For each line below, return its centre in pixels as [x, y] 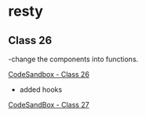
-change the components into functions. [73, 59]
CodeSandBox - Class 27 [49, 105]
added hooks [41, 90]
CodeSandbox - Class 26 [49, 74]
